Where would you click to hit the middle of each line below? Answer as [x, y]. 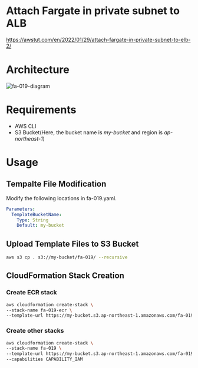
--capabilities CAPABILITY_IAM [44, 359]
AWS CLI [25, 126]
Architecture [38, 70]
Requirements [41, 110]
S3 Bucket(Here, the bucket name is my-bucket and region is [89, 132]
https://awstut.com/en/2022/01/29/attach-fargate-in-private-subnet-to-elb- [98, 39]
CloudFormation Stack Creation [65, 276]
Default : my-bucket [41, 226]
